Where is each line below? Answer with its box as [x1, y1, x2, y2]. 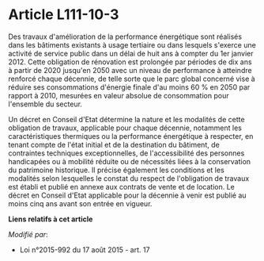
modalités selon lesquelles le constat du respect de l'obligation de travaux [8, 173, 250, 183]
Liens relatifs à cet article [8, 214, 93, 224]
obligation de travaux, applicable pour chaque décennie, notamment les [8, 123, 243, 132]
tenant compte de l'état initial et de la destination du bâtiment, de [8, 140, 220, 149]
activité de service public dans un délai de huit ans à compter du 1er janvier [8, 48, 254, 58]
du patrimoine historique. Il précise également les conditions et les [8, 165, 225, 175]
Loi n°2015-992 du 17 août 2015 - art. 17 [19, 244, 150, 255]
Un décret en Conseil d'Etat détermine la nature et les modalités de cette [8, 114, 245, 124]
